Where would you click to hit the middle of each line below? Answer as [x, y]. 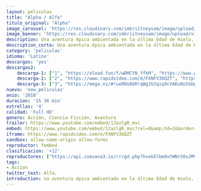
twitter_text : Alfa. [32, 173]
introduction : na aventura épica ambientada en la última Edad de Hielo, [100, 179]
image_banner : [24, 34]
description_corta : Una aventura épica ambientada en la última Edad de [99, 46]
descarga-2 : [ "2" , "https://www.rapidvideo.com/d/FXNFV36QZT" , [98, 78]
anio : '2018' [22, 95]
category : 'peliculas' [34, 51]
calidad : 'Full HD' [31, 112]
